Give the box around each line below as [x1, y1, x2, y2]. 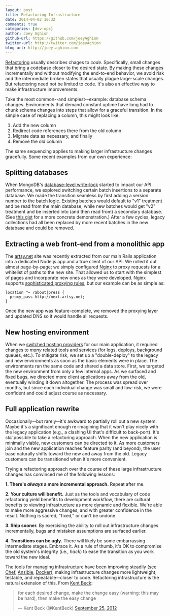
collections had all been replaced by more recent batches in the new [5, 220, 149, 226]
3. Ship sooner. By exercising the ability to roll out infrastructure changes [5, 522, 159, 529]
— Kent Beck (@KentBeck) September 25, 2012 [17, 605, 117, 611]
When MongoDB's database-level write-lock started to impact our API [5, 181, 152, 188]
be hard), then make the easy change [17, 595, 96, 601]
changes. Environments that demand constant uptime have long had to [5, 101, 153, 107]
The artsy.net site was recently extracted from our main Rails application [5, 253, 157, 259]
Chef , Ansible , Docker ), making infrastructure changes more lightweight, [5, 569, 157, 575]
